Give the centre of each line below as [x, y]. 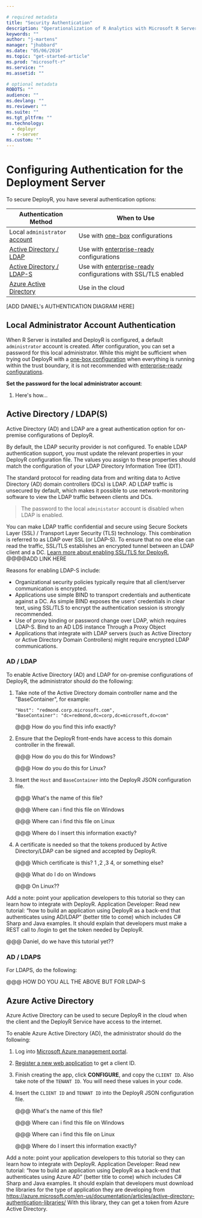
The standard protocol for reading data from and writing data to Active [93, 477]
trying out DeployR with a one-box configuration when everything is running [100, 359]
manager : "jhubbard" [32, 45]
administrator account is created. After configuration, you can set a [90, 346]
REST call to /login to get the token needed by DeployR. [75, 929]
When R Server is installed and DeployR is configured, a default [85, 340]
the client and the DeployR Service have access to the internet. [84, 1022]
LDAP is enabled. [42, 515]
